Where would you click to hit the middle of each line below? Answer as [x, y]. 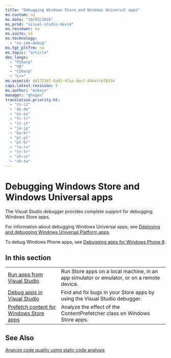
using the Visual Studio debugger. [101, 299]
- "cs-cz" [20, 105]
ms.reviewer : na [22, 29]
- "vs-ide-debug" [28, 43]
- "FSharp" [21, 62]
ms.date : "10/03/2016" [29, 19]
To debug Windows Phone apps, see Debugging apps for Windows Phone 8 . [85, 242]
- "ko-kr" [20, 133]
